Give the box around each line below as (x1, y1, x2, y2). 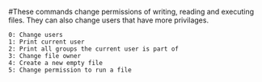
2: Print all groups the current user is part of (8, 45, 180, 53)
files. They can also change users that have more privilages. (8, 15, 209, 25)
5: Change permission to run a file (8, 66, 132, 74)
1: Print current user (8, 38, 85, 46)
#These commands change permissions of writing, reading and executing (8, 7, 255, 16)
